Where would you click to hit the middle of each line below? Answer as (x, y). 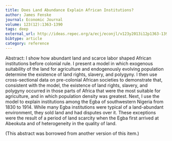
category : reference (27, 44)
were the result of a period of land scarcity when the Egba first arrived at (82, 118)
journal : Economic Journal (34, 19)
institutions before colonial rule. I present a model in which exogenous (79, 63)
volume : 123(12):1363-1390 (34, 24)
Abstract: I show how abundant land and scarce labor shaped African (79, 58)
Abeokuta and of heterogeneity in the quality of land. (61, 123)
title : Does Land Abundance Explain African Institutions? (70, 10)
